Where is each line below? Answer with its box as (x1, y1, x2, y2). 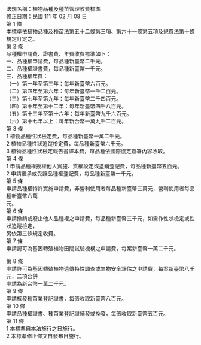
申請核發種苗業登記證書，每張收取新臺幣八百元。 (6, 295, 127, 302)
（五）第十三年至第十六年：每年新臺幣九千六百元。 (6, 110, 132, 117)
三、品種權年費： (6, 72, 48, 80)
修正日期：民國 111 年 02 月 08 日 (6, 13, 87, 20)
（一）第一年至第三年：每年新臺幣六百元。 (6, 80, 111, 87)
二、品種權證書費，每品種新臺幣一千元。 (6, 65, 106, 72)
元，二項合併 (6, 273, 38, 280)
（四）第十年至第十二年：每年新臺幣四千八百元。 (6, 102, 127, 110)
